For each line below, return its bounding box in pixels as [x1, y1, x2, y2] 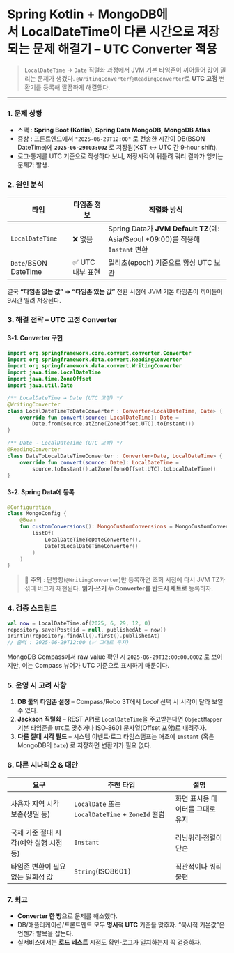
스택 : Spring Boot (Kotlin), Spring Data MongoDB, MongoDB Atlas [17, 126, 210, 135]
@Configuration [7, 503, 52, 511]
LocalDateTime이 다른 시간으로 [21, 24, 195, 40]
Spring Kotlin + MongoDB [7, 6, 157, 22]
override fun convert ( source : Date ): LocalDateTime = [19, 459, 179, 466]
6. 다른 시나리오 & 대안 [7, 761, 78, 770]
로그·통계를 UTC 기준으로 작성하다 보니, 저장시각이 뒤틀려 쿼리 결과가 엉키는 [17, 152, 224, 160]
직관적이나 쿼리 [175, 862, 223, 871]
